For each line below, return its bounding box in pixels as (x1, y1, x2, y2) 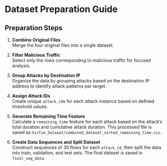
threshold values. (12, 104, 48, 109)
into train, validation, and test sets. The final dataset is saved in (12, 150, 143, 155)
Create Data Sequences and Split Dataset (12, 139, 101, 145)
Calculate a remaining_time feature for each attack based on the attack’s (12, 119, 162, 124)
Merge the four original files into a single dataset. (12, 42, 114, 48)
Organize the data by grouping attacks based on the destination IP (12, 78, 149, 84)
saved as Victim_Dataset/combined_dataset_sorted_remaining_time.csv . (12, 129, 162, 135)
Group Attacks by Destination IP (12, 72, 80, 78)
